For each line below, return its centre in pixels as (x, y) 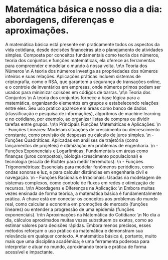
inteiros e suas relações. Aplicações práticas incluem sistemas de (73, 76)
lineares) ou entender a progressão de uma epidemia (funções (70, 209)
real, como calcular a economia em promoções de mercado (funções (76, 204)
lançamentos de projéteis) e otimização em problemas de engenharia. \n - (82, 145)
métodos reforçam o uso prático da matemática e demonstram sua (74, 230)
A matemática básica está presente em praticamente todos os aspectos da (82, 44)
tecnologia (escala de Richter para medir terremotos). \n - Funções (74, 161)
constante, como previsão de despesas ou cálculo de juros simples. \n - (80, 135)
